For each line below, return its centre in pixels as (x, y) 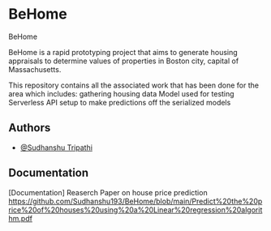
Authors (30, 128)
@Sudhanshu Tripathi (56, 148)
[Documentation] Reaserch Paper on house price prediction (108, 192)
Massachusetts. (35, 69)
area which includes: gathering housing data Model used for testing (121, 93)
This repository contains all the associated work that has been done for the (134, 85)
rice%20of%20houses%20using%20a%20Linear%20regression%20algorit (135, 210)
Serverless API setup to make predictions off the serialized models (120, 102)
